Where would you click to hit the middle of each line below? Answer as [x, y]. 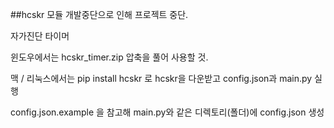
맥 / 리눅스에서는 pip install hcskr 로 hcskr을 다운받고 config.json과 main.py [161, 78]
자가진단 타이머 [40, 36]
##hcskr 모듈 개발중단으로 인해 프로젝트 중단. [99, 14]
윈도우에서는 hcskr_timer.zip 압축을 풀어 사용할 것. [109, 57]
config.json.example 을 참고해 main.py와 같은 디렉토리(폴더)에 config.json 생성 [167, 112]
